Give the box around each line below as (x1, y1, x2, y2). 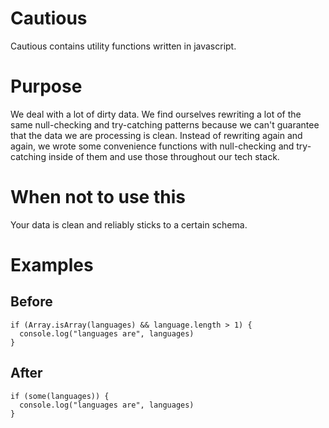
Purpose (10, 75, 83, 98)
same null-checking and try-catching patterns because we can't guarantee (10, 118, 320, 131)
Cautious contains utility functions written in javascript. (10, 40, 237, 52)
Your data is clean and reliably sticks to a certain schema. (10, 218, 248, 231)
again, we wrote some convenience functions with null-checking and (10, 140, 295, 152)
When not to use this (10, 186, 186, 209)
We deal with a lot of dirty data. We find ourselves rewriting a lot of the (10, 108, 302, 120)
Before (10, 293, 53, 311)
